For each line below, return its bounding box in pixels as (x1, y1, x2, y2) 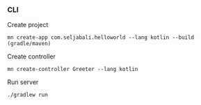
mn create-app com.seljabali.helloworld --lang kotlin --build (7, 34, 195, 41)
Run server (7, 78, 39, 86)
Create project (7, 21, 49, 29)
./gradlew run (7, 92, 49, 99)
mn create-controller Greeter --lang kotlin (7, 66, 138, 73)
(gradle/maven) (7, 40, 51, 47)
